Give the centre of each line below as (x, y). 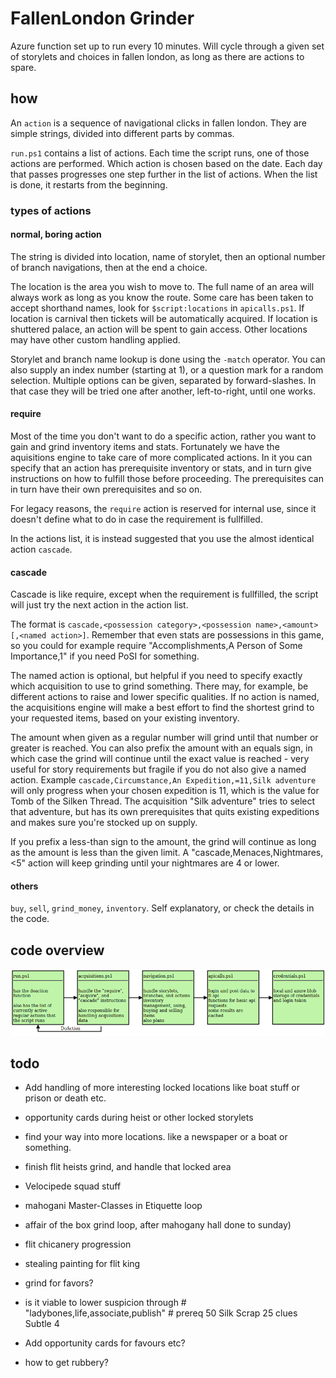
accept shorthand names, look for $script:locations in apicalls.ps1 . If (157, 308)
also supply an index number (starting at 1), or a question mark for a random (167, 369)
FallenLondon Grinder (102, 18)
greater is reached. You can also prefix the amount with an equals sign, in (161, 748)
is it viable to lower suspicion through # (105, 1303)
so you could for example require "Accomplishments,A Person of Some (156, 646)
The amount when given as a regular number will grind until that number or (164, 738)
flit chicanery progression (78, 1244)
